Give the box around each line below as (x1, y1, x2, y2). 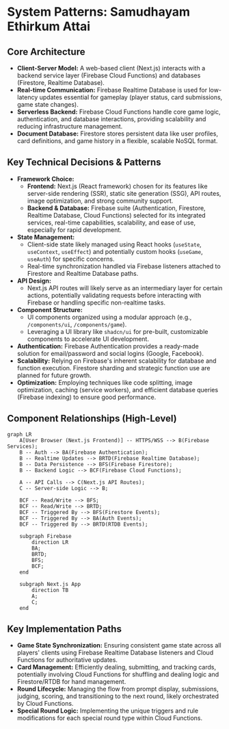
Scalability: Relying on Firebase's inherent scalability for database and (16, 357, 217, 365)
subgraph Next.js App (19, 580, 81, 587)
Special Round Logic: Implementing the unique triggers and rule (16, 706, 199, 715)
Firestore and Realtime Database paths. (27, 269, 139, 277)
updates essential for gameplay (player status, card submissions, (39, 93, 223, 101)
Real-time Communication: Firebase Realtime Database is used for (16, 86, 208, 94)
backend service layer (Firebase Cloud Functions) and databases (16, 71, 201, 79)
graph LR (7, 431, 32, 438)
